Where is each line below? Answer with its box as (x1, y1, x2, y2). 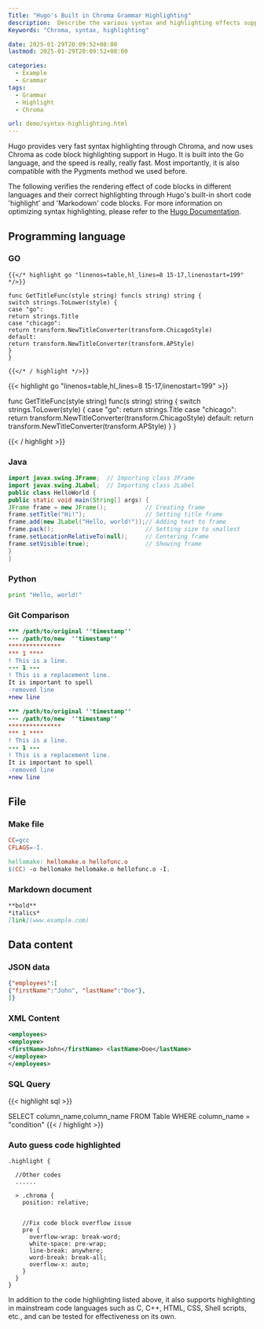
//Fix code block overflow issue (22, 1220, 132, 1228)
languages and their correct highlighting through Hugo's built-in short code (8, 190, 251, 200)
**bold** (8, 902, 37, 910)
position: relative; (22, 1198, 90, 1207)
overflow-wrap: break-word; (28, 1233, 122, 1241)
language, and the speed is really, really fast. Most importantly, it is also (8, 158, 240, 168)
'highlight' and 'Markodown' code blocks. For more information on (8, 198, 222, 208)
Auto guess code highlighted (8, 1139, 121, 1150)
